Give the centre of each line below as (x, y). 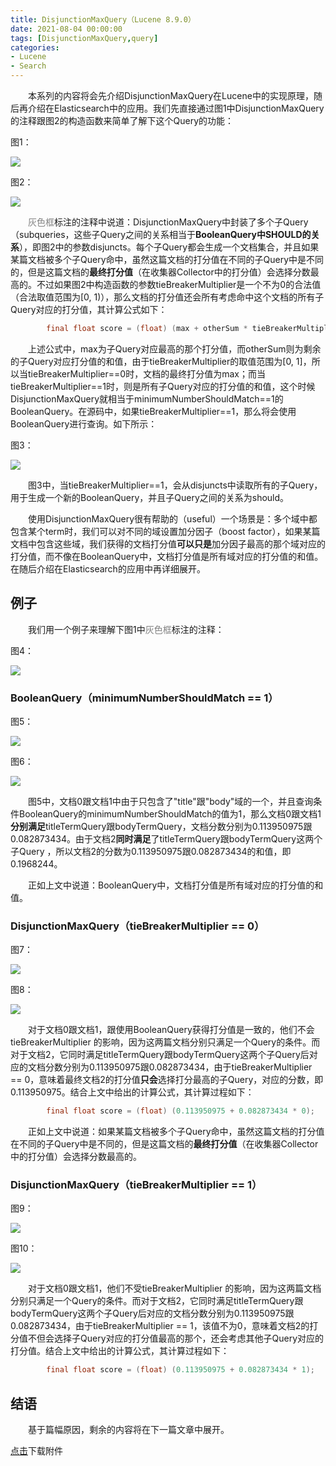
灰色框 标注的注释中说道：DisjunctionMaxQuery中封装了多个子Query (168, 222)
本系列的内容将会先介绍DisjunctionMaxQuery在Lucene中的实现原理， (171, 95)
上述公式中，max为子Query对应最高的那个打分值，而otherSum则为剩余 (175, 348)
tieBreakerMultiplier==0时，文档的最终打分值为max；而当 (146, 373)
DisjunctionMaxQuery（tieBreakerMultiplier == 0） (137, 926)
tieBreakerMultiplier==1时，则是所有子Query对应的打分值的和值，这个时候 (163, 386)
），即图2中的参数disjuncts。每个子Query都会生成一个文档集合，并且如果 (169, 247)
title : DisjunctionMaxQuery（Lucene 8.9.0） (103, 19)
